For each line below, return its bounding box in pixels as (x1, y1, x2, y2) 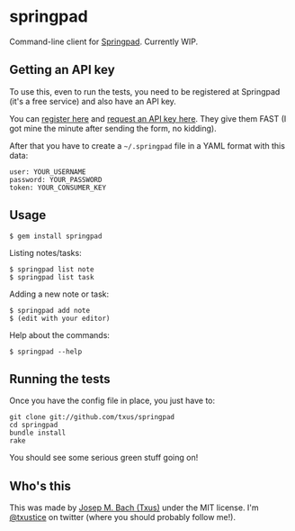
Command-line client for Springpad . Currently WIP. (9, 36, 199, 47)
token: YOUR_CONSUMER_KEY (9, 183, 106, 192)
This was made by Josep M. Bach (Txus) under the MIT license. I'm (9, 502, 259, 513)
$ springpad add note (9, 306, 91, 315)
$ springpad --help (9, 347, 83, 356)
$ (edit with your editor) (9, 314, 111, 323)
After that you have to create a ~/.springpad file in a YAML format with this (9, 140, 286, 151)
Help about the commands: (9, 329, 111, 340)
